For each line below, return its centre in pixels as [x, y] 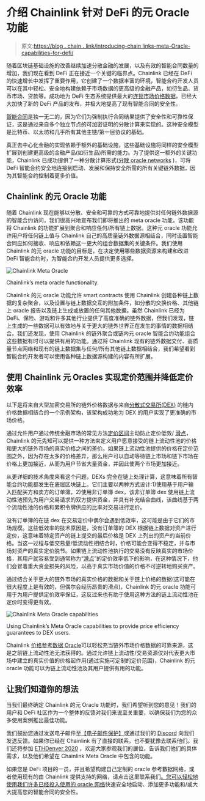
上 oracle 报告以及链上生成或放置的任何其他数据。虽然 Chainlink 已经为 [95, 310]
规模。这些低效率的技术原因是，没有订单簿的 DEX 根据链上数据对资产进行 [104, 528]
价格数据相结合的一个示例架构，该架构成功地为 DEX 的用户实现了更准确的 [99, 412]
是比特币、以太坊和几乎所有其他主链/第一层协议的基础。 [77, 131]
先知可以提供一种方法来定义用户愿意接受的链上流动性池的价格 [119, 440]
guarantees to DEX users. [38, 632]
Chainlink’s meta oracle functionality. [52, 282]
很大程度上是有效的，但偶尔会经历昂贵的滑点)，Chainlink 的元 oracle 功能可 [101, 586]
